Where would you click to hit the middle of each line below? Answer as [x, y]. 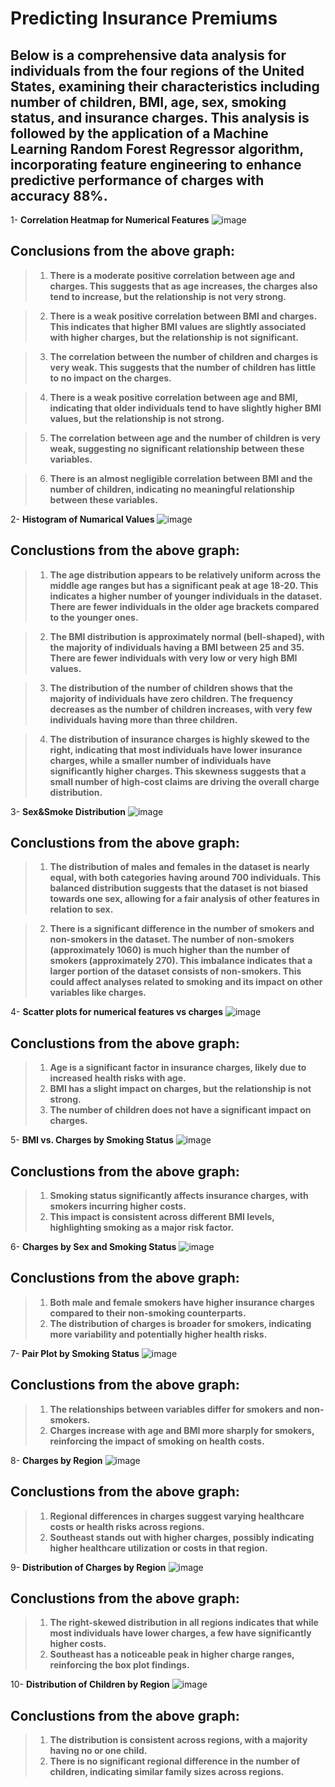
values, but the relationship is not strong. [137, 418]
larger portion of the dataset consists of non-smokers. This [175, 971]
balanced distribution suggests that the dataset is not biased [179, 888]
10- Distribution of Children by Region [90, 1684]
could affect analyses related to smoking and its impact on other [186, 982]
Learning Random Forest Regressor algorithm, [157, 148]
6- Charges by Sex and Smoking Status [93, 1247]
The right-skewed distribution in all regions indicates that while [184, 1623]
